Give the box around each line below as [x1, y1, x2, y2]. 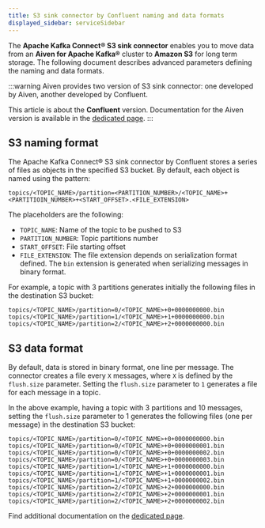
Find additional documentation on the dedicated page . [8, 511, 185, 521]
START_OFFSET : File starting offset [19, 242, 127, 251]
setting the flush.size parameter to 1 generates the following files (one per [8, 412, 253, 421]
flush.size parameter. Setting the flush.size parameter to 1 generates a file [8, 379, 258, 389]
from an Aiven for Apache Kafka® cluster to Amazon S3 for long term [8, 49, 237, 58]
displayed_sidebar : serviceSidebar [8, 19, 126, 27]
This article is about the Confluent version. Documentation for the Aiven [8, 104, 244, 115]
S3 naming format [8, 136, 99, 149]
